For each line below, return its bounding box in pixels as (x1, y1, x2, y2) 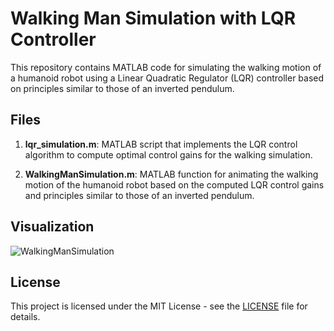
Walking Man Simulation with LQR (10, 7, 297, 30)
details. (10, 311, 41, 323)
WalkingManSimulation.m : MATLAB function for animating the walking (24, 168, 319, 180)
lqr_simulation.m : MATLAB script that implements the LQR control (24, 138, 298, 150)
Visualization (10, 218, 95, 236)
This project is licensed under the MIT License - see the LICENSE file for (10, 300, 308, 312)
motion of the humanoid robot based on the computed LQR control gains (24, 178, 325, 191)
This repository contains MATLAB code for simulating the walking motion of (10, 61, 322, 73)
